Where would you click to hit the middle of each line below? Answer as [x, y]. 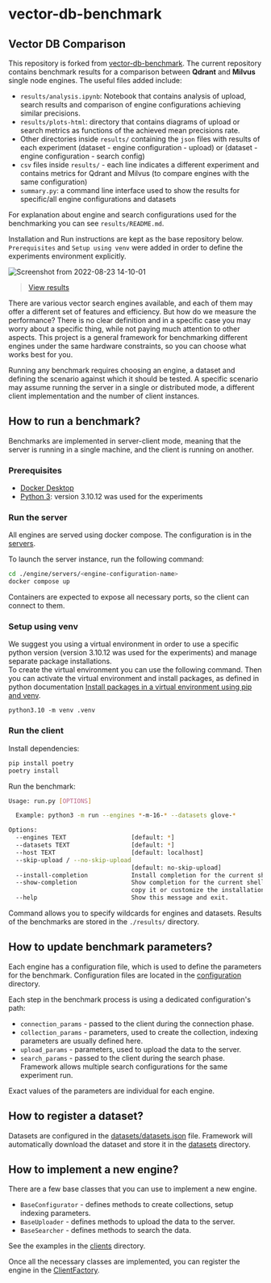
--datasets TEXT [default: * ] [95, 845]
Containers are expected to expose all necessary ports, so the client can [129, 597]
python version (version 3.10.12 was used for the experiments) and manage [133, 653]
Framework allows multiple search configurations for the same [124, 1066]
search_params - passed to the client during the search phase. [123, 1058]
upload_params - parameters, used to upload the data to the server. [131, 1049]
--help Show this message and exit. [122, 898]
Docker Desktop [47, 488]
